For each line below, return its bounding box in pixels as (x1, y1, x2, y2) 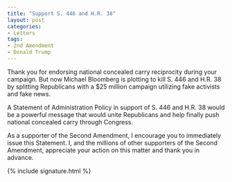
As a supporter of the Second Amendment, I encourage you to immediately (7, 131, 222, 139)
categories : (7, 23, 42, 30)
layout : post (7, 17, 45, 24)
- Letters (7, 29, 36, 37)
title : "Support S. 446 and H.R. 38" (7, 10, 116, 17)
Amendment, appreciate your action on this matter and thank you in (7, 146, 199, 154)
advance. (7, 153, 34, 161)
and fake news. (7, 89, 51, 98)
